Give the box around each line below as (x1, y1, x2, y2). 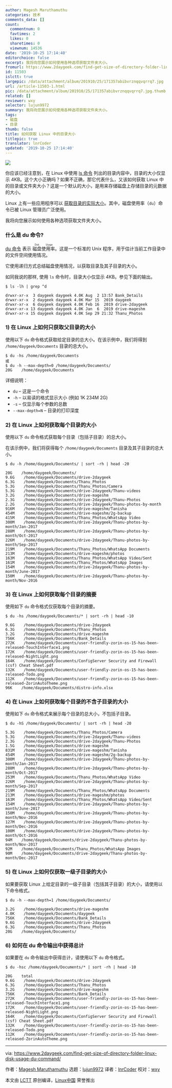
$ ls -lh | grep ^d (5, 284, 47, 290)
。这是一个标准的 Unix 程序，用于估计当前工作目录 (54, 245, 161, 252)
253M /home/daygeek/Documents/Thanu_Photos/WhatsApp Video (5, 775, 141, 780)
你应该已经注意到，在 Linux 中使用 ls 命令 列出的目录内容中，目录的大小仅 (5, 170, 161, 176)
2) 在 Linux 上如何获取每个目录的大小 (5, 421, 97, 428)
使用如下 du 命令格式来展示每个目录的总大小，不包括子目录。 (5, 711, 134, 717)
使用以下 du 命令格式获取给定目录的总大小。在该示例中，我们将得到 (5, 336, 147, 342)
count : (5, 22, 19, 27)
